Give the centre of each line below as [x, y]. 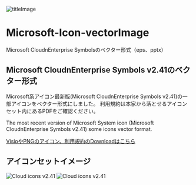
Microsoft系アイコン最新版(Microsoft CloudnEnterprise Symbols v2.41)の [94, 96]
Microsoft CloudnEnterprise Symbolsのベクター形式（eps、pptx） [86, 49]
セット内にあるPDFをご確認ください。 [52, 111]
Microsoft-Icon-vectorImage [78, 33]
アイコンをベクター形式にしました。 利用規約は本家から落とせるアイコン [99, 103]
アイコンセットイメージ [49, 162]
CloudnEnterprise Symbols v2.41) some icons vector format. [79, 129]
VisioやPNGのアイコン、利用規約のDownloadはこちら [71, 141]
